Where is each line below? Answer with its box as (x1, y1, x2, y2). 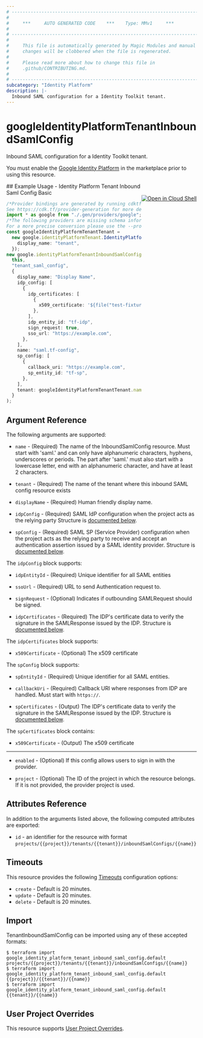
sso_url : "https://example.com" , (28, 330, 112, 337)
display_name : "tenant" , (17, 240, 80, 246)
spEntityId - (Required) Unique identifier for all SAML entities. (14, 673, 170, 680)
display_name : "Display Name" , (17, 274, 96, 280)
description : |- (6, 88, 47, 94)
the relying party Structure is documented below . (14, 517, 137, 524)
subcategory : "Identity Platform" (6, 83, 94, 89)
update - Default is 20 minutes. (14, 891, 92, 898)
